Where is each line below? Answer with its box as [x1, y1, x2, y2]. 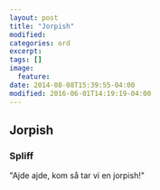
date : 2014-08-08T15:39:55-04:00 [9, 81, 136, 90]
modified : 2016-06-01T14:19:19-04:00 [9, 89, 152, 98]
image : [9, 64, 34, 73]
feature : [17, 72, 51, 81]
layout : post [9, 13, 59, 23]
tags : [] [9, 55, 42, 64]
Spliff [9, 149, 34, 162]
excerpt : [9, 47, 42, 56]
